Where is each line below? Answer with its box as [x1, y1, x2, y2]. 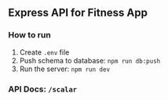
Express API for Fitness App [8, 6, 148, 20]
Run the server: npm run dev [19, 64, 111, 73]
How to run [8, 30, 51, 41]
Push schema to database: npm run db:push [19, 55, 161, 65]
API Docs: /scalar [8, 84, 77, 95]
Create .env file [19, 47, 70, 57]
